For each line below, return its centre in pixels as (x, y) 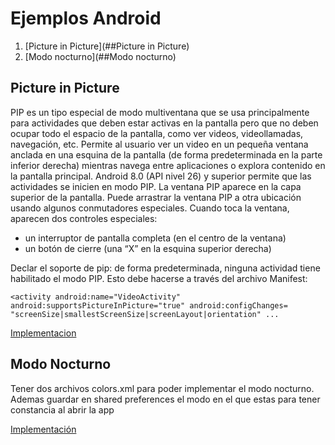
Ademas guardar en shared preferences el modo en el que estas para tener (165, 399)
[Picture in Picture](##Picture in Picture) (107, 46)
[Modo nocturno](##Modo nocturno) (100, 56)
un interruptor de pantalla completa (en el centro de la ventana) (155, 238)
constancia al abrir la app (62, 409)
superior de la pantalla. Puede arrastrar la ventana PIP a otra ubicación (156, 197)
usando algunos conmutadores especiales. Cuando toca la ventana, (150, 208)
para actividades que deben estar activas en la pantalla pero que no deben (164, 123)
